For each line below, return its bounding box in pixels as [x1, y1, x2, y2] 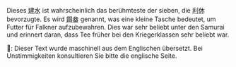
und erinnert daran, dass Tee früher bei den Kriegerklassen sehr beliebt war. [6, 30, 230, 39]
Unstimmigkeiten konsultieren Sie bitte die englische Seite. [6, 51, 177, 60]
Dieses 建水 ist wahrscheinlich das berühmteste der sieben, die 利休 [6, 6, 206, 14]
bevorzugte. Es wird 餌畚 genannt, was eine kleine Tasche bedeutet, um [6, 15, 216, 23]
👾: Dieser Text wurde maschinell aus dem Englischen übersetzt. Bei [6, 44, 203, 52]
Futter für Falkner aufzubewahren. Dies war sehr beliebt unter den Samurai [6, 23, 225, 31]
